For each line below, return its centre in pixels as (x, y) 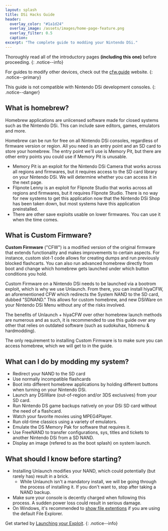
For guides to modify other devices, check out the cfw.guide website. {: (79, 72)
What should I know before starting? (63, 459)
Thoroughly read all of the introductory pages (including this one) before (81, 57)
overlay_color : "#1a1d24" (37, 24)
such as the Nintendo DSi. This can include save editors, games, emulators (82, 125)
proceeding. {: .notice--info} (34, 62)
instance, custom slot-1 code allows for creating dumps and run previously (82, 258)
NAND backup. (35, 492)
